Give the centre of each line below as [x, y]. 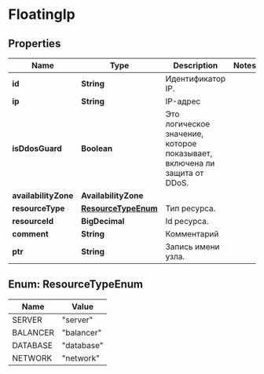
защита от [185, 173]
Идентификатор [196, 79]
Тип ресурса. [191, 208]
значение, [185, 134]
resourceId [33, 221]
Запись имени [192, 247]
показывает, [189, 153]
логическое [188, 124]
